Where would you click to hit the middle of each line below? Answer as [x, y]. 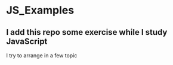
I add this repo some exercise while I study [87, 32]
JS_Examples [40, 10]
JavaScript [27, 41]
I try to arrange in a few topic [42, 56]
